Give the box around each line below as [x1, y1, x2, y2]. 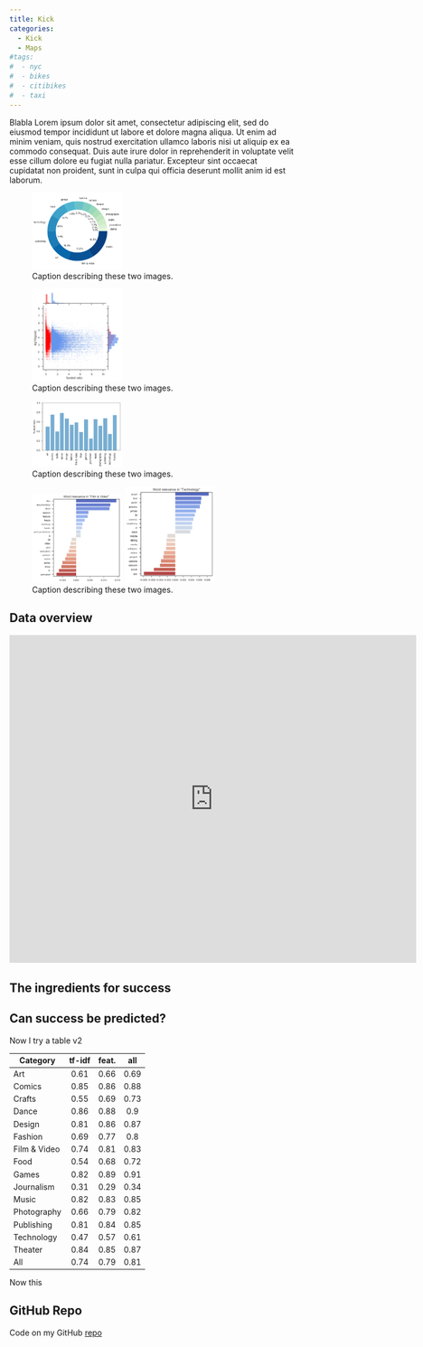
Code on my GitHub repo [9, 1327, 102, 1338]
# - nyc [9, 62, 42, 71]
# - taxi [9, 90, 47, 99]
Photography [13, 1207, 61, 1218]
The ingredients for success [9, 981, 172, 995]
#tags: [9, 52, 34, 62]
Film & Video [13, 1144, 61, 1154]
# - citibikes [9, 81, 67, 90]
